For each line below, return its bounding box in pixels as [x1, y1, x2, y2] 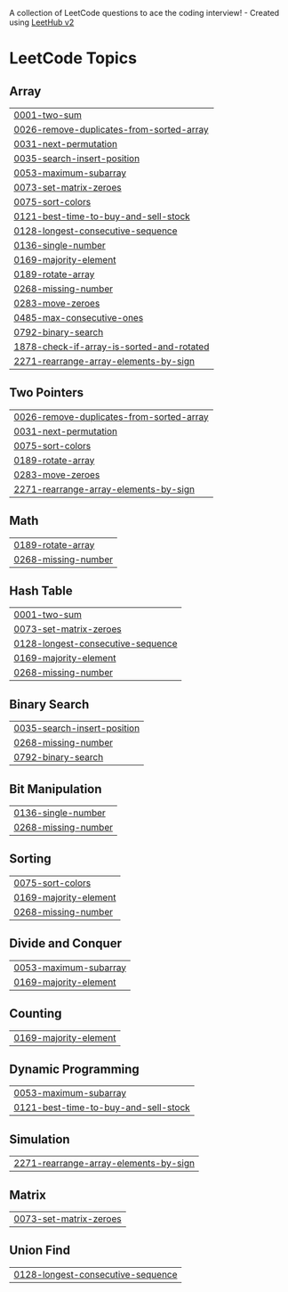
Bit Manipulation [9, 781, 102, 797]
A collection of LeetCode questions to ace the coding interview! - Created [9, 8, 280, 18]
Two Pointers [9, 385, 84, 400]
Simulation [9, 1132, 70, 1147]
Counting [9, 1006, 62, 1021]
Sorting [9, 851, 52, 867]
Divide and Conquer [9, 936, 123, 952]
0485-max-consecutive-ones [13, 312, 144, 323]
